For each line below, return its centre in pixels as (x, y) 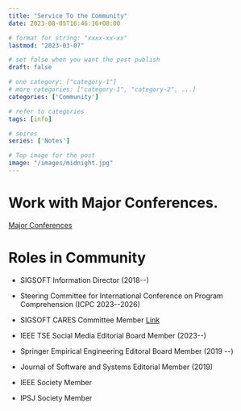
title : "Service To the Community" (68, 16)
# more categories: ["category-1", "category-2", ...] (102, 89)
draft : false (30, 68)
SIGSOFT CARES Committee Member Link (89, 320)
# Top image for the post (52, 156)
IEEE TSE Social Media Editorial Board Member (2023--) (113, 335)
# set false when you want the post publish (84, 60)
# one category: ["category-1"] (62, 82)
